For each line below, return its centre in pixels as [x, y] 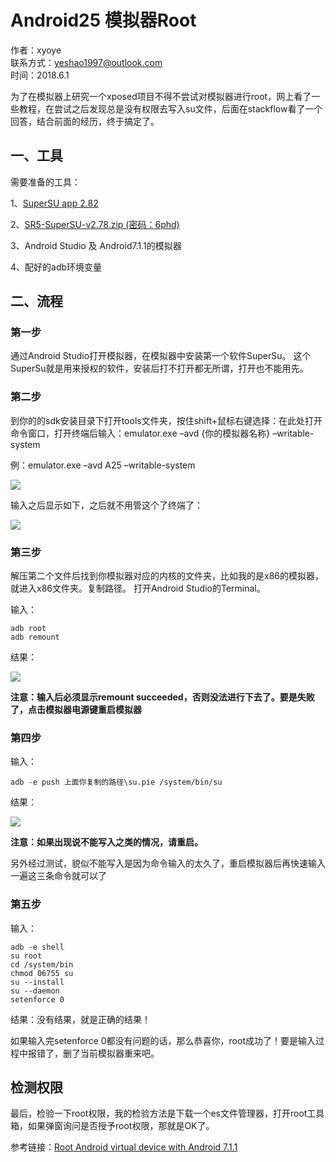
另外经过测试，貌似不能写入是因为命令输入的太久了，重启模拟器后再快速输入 [168, 863]
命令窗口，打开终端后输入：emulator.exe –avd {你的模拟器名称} [140, 433]
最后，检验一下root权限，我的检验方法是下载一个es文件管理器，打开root [159, 1113]
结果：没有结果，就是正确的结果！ [80, 1019]
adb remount [35, 637]
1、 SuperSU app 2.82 [54, 203]
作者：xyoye [36, 50]
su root [26, 956]
